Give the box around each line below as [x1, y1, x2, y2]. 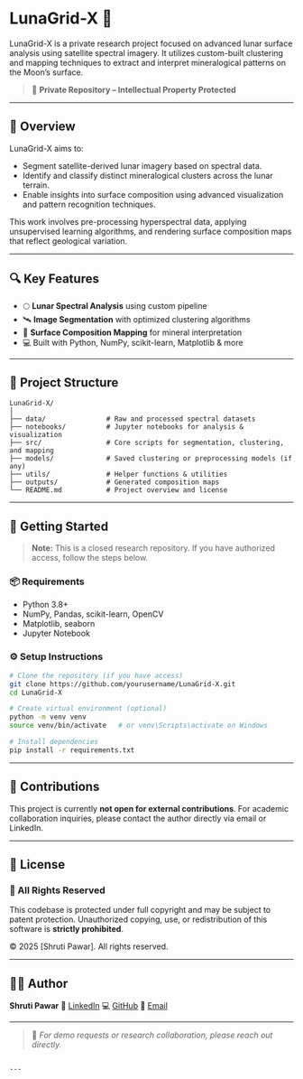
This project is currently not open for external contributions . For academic [9, 803, 289, 814]
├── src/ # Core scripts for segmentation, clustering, [9, 438, 284, 448]
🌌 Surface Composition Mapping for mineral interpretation [22, 327, 243, 338]
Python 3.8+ [22, 600, 69, 610]
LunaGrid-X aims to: [9, 143, 84, 153]
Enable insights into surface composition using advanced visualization [22, 189, 284, 200]
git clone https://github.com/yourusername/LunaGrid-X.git [9, 679, 236, 689]
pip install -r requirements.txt [9, 745, 135, 755]
